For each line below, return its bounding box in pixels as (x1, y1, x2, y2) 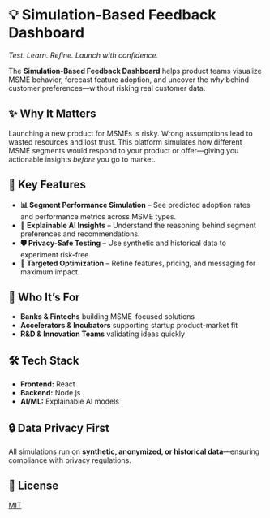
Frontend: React (19, 379, 75, 389)
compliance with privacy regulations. (8, 455, 131, 464)
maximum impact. (19, 266, 80, 277)
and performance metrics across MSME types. (19, 211, 177, 221)
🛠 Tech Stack (8, 353, 79, 367)
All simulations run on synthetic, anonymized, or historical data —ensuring (8, 447, 260, 456)
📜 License (8, 479, 59, 493)
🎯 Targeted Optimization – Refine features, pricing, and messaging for (19, 258, 256, 268)
